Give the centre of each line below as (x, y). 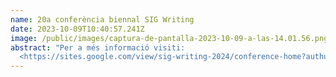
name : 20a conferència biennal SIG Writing (102, 19)
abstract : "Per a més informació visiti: (98, 47)
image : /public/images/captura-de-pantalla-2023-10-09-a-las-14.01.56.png (169, 38)
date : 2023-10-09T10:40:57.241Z (77, 29)
